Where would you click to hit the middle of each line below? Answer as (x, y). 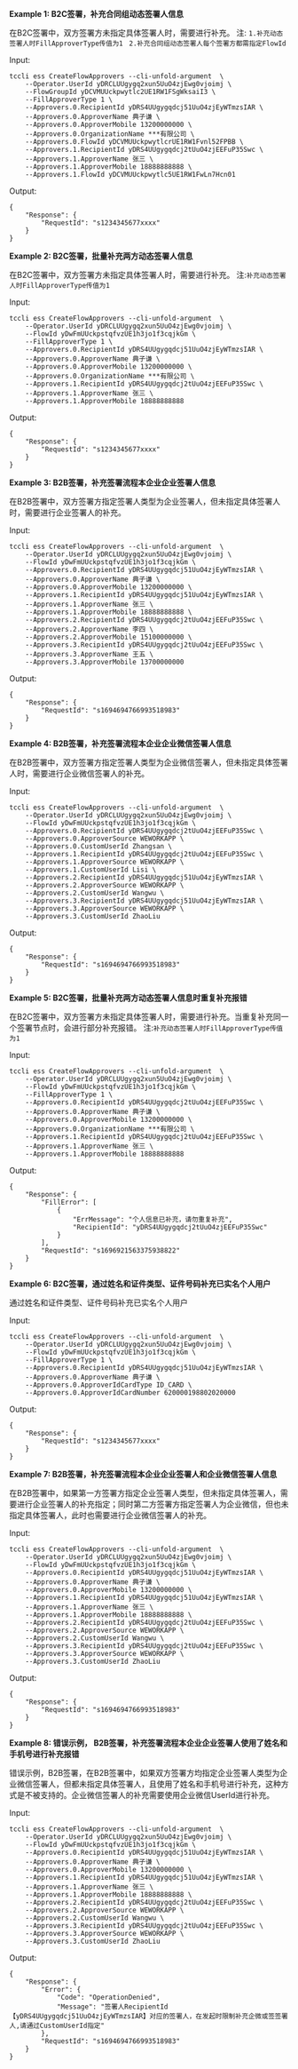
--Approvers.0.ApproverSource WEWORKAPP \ (105, 839)
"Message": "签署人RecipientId (112, 2007)
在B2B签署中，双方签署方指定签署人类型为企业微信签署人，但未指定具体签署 (149, 762)
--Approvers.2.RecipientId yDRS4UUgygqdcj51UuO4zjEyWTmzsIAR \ (145, 878)
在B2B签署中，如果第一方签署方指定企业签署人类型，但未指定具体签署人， (145, 1493)
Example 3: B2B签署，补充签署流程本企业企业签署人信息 (113, 482)
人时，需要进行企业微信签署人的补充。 (79, 773)
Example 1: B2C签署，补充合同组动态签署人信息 (97, 14)
